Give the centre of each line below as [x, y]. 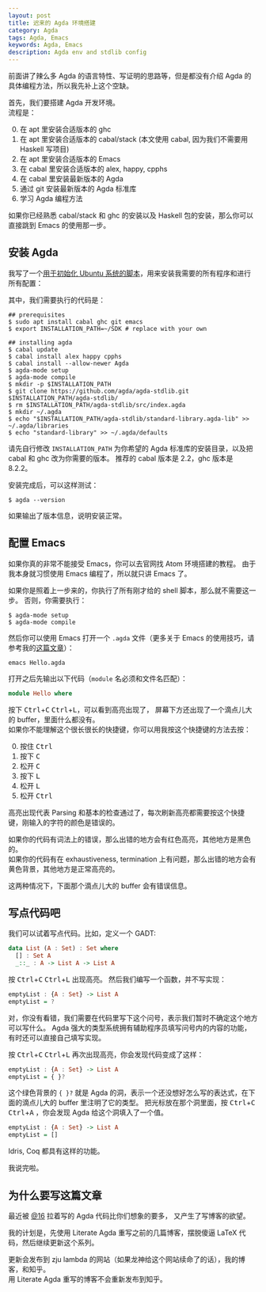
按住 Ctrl [36, 746]
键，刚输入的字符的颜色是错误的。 [64, 822]
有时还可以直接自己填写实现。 [57, 1037]
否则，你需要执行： [55, 600]
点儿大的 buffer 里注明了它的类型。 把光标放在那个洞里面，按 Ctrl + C [142, 1103]
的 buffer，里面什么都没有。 [54, 719]
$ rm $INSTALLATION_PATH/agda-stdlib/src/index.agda [97, 405]
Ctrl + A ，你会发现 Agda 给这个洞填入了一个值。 [88, 1112]
